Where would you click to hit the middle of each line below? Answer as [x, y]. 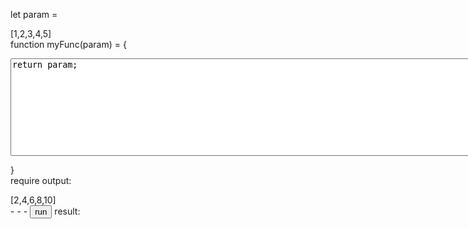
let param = [34, 14]
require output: [41, 180]
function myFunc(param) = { [68, 44]
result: [67, 211]
